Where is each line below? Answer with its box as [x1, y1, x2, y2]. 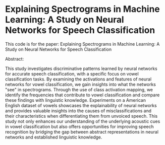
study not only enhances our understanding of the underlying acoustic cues [5, 118, 160, 124]
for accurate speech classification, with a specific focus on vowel [5, 71, 139, 76]
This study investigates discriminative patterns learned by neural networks [5, 66, 158, 72]
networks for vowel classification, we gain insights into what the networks [5, 81, 156, 87]
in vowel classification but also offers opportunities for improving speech [5, 123, 154, 130]
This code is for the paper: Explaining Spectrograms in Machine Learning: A [5, 41, 160, 47]
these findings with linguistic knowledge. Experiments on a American [5, 97, 146, 103]
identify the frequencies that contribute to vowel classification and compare [5, 92, 160, 98]
